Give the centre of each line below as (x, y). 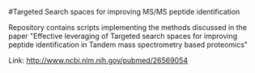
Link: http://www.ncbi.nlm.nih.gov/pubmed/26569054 (98, 60)
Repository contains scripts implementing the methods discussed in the (128, 27)
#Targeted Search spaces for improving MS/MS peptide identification (124, 12)
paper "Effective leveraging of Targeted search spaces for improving (123, 36)
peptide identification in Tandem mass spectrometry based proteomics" (128, 45)
